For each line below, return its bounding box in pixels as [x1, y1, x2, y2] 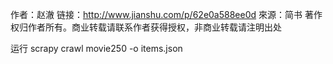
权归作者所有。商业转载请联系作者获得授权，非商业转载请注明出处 [10, 21, 282, 33]
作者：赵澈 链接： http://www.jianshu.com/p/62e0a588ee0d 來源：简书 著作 [10, 9, 323, 20]
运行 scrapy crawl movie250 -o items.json [10, 43, 183, 54]
